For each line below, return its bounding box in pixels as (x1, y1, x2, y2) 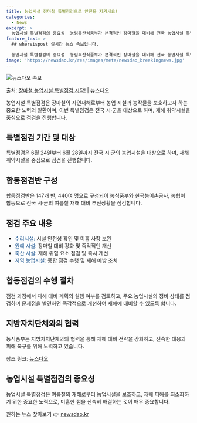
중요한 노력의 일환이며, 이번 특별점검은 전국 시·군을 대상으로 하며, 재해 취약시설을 (6, 106, 191, 113)
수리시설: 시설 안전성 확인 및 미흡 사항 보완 (14, 235, 112, 242)
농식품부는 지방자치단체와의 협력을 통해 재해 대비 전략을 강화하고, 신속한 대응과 (6, 335, 186, 342)
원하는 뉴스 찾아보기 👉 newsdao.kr (6, 410, 89, 417)
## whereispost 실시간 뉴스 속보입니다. (11, 42, 99, 48)
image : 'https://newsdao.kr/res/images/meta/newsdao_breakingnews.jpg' (6, 57, 185, 63)
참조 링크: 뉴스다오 (6, 355, 49, 362)
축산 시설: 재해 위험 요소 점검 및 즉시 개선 (14, 250, 108, 257)
